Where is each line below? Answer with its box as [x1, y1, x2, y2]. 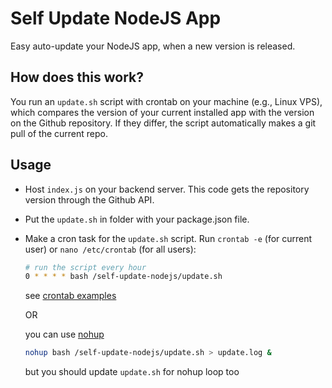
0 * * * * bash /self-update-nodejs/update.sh [24, 272, 223, 282]
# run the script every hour [24, 262, 147, 272]
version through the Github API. [24, 193, 155, 206]
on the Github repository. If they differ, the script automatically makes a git [10, 117, 317, 129]
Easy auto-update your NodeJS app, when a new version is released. [10, 40, 296, 52]
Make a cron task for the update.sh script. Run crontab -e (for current [24, 232, 313, 244]
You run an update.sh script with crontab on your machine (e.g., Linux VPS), [10, 95, 323, 107]
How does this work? [10, 69, 144, 86]
